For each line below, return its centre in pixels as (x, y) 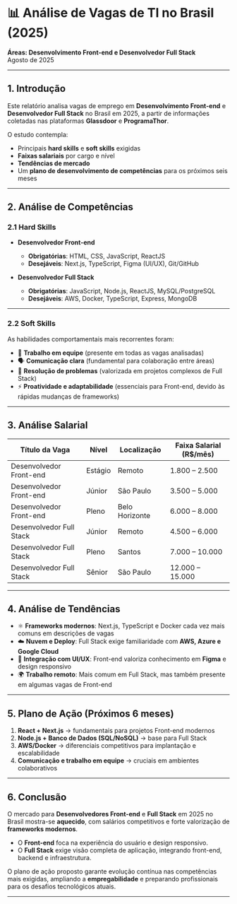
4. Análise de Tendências (64, 609)
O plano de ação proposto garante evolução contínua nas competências (112, 871)
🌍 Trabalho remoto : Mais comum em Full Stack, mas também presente (121, 674)
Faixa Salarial (198, 445)
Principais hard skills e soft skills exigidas (79, 148)
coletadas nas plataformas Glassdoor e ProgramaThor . (88, 121)
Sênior (97, 572)
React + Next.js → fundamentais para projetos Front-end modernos (116, 731)
